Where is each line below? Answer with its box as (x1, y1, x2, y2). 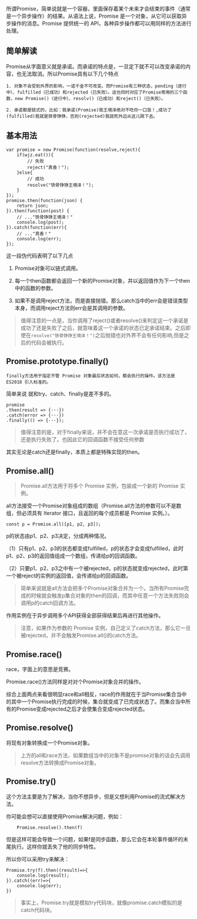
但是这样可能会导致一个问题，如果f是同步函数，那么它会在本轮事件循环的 (6, 835, 183, 842)
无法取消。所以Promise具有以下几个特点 (21, 70, 119, 77)
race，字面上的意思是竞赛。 (6, 666, 74, 673)
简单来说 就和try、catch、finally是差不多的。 (6, 391, 115, 398)
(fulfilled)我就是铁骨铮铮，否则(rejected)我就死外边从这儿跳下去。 (6, 113, 158, 119)
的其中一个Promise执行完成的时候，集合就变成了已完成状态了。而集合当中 (6, 698, 186, 705)
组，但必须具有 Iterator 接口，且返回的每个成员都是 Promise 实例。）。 (6, 510, 173, 517)
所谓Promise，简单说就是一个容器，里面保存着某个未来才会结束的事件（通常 (6, 5, 191, 12)
